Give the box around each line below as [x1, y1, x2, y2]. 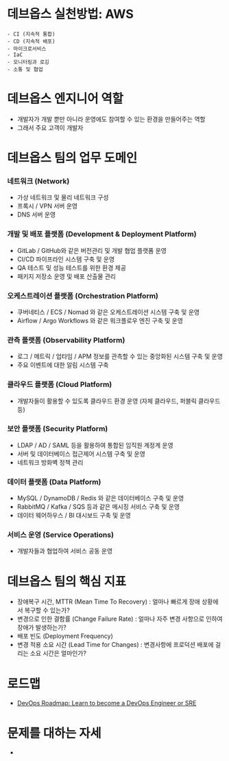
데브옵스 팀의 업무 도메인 [7, 151, 138, 166]
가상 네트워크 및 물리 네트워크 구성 [16, 193, 109, 201]
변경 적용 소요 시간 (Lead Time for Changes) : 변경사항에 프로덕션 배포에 [16, 641, 214, 649]
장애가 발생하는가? [16, 624, 67, 632]
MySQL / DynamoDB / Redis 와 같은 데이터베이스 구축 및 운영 [16, 494, 184, 503]
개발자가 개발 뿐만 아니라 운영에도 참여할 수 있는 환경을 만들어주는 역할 [16, 115, 206, 123]
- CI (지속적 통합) [7, 30, 56, 38]
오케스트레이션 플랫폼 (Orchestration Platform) [7, 291, 159, 300]
